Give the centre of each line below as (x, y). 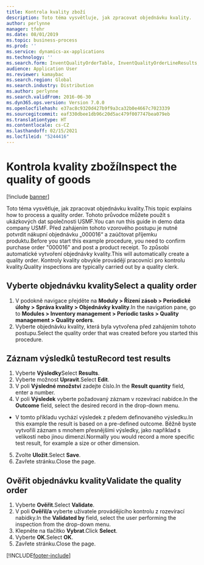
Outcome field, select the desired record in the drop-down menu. (97, 405)
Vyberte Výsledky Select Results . (57, 373)
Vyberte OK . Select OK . (44, 538)
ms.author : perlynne (33, 91)
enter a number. (35, 393)
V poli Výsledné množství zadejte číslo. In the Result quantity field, (100, 386)
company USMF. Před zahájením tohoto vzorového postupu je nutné (92, 228)
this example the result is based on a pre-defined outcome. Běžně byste (106, 424)
